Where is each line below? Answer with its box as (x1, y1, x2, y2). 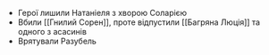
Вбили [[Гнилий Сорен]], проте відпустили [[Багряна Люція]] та (17, 17, 261, 27)
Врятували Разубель (17, 35, 97, 46)
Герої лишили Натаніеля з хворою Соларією (17, 8, 188, 18)
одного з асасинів (17, 27, 88, 36)
